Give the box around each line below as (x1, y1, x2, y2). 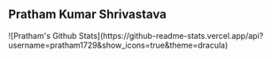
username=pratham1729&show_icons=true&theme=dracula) (8, 40, 229, 50)
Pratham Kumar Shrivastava (8, 7, 167, 22)
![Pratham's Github (8, 30, 77, 41)
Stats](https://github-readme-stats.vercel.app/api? (78, 30, 264, 41)
